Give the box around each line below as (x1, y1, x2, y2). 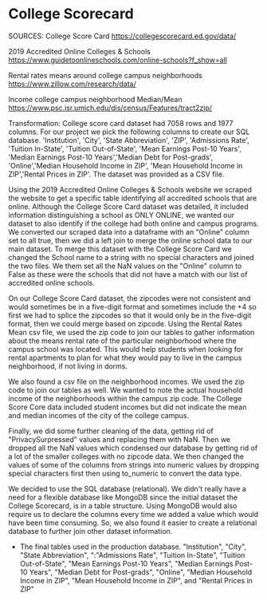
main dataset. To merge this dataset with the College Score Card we (8, 244, 233, 254)
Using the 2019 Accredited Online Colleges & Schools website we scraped (8, 184, 253, 194)
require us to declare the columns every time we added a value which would (8, 509, 259, 519)
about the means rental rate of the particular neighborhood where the (8, 336, 237, 345)
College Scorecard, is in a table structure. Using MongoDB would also (8, 500, 238, 511)
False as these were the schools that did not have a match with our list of (8, 269, 248, 279)
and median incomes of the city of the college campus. (8, 410, 190, 420)
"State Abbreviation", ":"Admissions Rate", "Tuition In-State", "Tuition (19, 550, 245, 559)
